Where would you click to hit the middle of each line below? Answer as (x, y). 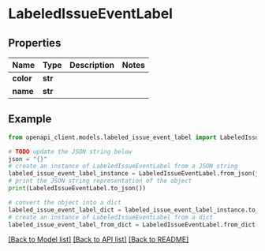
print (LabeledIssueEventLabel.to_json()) (77, 189)
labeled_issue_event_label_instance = (72, 174)
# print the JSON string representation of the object (100, 181)
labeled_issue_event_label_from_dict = (74, 225)
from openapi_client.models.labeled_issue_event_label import (112, 137)
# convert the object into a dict (65, 202)
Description (92, 65)
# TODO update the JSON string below (70, 152)
